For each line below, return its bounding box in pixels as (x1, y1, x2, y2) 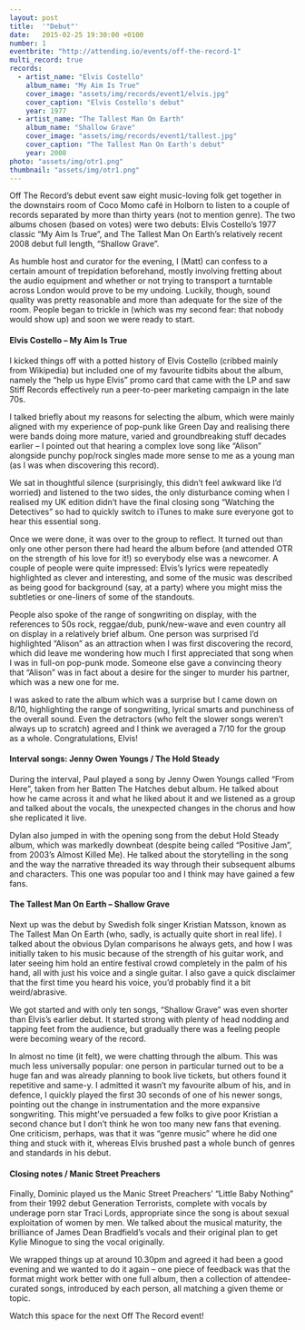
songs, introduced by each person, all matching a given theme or (40, 1283, 284, 1295)
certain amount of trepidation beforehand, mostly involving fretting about (9, 265, 282, 277)
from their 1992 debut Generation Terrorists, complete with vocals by (9, 1198, 268, 1209)
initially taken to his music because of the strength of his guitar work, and (9, 948, 284, 958)
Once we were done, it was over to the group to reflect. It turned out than (9, 533, 283, 544)
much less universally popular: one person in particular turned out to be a (9, 1060, 284, 1071)
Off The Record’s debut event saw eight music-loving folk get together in (9, 190, 282, 201)
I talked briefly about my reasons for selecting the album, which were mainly (9, 411, 295, 422)
